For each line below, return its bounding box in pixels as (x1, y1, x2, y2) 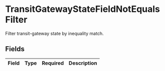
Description (68, 60, 98, 67)
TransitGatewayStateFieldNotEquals (5, 3, 160, 15)
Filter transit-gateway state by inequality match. (5, 30, 104, 36)
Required (42, 60, 64, 67)
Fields (5, 45, 25, 53)
